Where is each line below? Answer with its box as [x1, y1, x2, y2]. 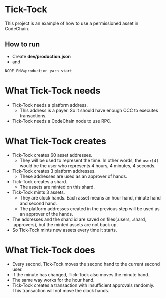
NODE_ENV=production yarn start [5, 68, 72, 73]
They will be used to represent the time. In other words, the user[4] [19, 157, 159, 163]
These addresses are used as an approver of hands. [19, 173, 127, 179]
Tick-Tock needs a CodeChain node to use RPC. [12, 118, 112, 124]
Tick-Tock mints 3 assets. [12, 189, 65, 195]
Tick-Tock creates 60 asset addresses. [12, 152, 93, 158]
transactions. [19, 112, 47, 119]
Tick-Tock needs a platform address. [12, 102, 88, 108]
